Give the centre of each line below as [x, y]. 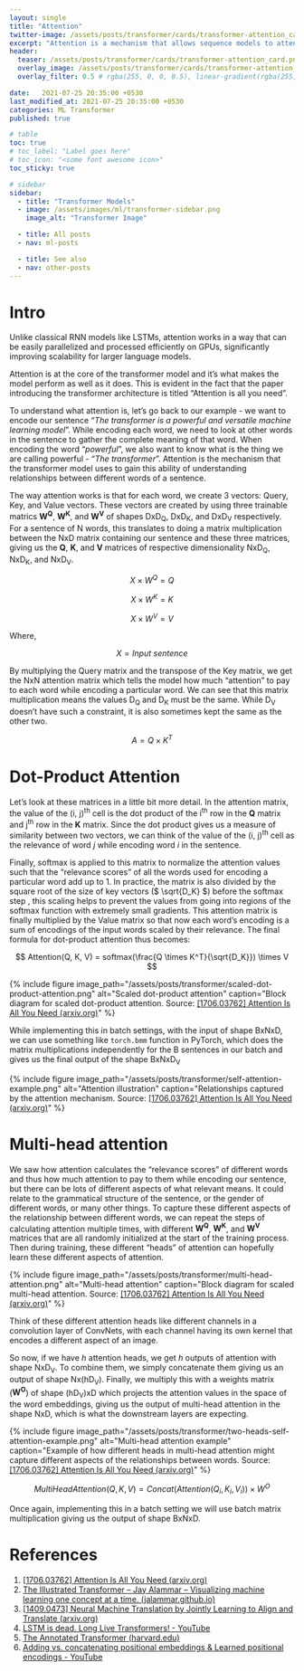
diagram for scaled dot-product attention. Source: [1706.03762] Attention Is [150, 1003]
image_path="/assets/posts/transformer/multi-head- [175, 1275]
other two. [28, 721]
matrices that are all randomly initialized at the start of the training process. [149, 1238]
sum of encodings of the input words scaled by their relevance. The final [145, 929]
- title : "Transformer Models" [76, 201]
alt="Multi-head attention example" [166, 1441]
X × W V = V [152, 618]
